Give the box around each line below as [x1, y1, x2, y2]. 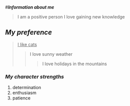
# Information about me [5, 4, 54, 10]
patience [12, 95, 31, 101]
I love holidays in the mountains [42, 61, 107, 67]
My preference [5, 28, 52, 37]
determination [12, 85, 41, 91]
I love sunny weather [29, 51, 73, 57]
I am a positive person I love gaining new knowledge [17, 14, 125, 19]
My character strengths [5, 73, 64, 80]
